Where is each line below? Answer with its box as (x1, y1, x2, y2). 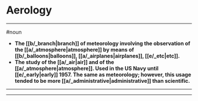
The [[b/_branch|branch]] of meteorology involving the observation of (14, 39, 190, 47)
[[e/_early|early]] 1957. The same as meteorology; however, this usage (14, 71, 192, 78)
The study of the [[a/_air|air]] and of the (14, 58, 114, 65)
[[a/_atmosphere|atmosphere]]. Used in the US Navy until (14, 65, 159, 72)
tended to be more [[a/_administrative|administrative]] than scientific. (14, 77, 190, 84)
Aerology (6, 4, 52, 17)
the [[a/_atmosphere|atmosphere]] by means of (14, 46, 134, 53)
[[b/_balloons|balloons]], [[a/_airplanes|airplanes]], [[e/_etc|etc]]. (14, 52, 180, 59)
